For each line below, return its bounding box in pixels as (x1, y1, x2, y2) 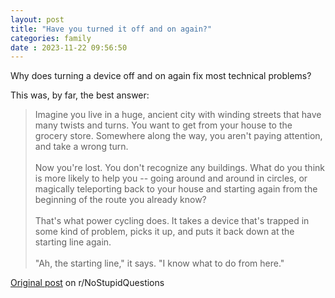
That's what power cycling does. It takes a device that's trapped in (34, 215, 310, 227)
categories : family (10, 33, 92, 43)
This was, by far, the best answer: (10, 89, 150, 101)
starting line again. (34, 236, 112, 248)
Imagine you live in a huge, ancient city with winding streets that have (34, 109, 322, 121)
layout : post (10, 14, 65, 25)
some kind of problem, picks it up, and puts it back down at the (34, 226, 295, 238)
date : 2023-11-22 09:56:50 (10, 42, 128, 53)
